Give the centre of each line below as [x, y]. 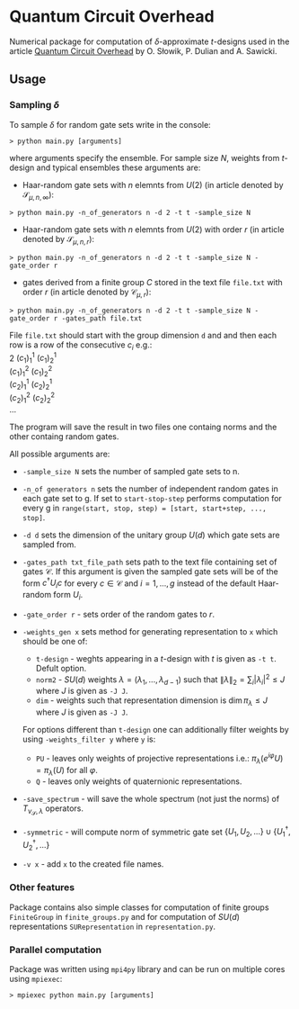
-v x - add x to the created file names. [93, 864]
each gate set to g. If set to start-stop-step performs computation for [152, 498]
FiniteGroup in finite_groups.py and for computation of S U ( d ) [125, 916]
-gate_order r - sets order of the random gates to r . [119, 614]
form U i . [68, 596]
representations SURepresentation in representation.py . [113, 926]
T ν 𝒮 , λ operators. [53, 810]
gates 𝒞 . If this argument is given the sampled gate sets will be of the [150, 571]
